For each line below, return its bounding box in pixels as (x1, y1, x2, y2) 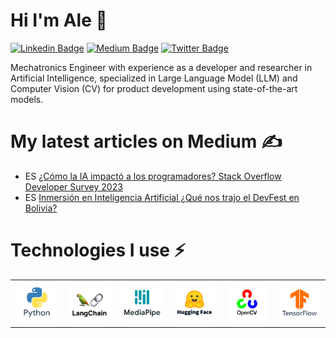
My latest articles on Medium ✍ (10, 130, 283, 153)
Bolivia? (24, 202, 58, 214)
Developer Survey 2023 (24, 180, 123, 193)
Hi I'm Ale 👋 (10, 9, 108, 32)
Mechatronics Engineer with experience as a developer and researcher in (10, 61, 313, 73)
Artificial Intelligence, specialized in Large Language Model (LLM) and (10, 72, 298, 84)
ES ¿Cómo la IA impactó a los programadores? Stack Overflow (24, 170, 282, 182)
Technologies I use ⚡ (10, 239, 186, 262)
